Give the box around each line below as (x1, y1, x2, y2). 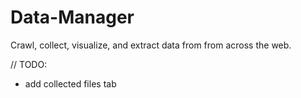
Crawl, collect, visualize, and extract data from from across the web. (10, 39, 292, 51)
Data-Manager (10, 6, 135, 29)
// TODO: (10, 58, 48, 70)
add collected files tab (24, 77, 117, 90)
